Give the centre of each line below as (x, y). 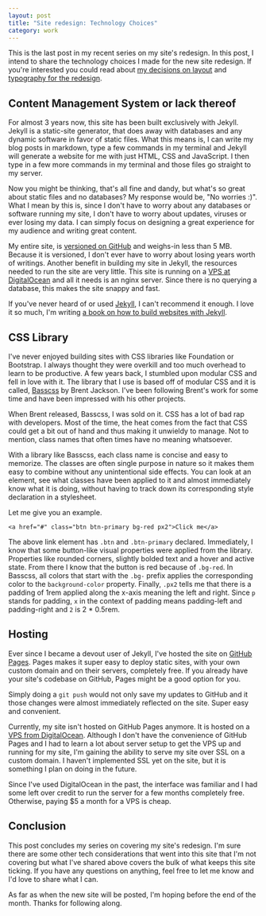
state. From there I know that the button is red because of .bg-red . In (121, 567)
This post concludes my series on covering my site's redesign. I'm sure (125, 845)
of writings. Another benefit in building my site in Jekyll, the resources (123, 263)
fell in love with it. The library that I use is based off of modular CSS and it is (132, 382)
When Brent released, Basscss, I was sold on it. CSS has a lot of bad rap (126, 414)
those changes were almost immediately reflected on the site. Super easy (128, 703)
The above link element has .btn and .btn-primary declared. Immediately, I (131, 542)
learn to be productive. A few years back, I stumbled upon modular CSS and (133, 373)
